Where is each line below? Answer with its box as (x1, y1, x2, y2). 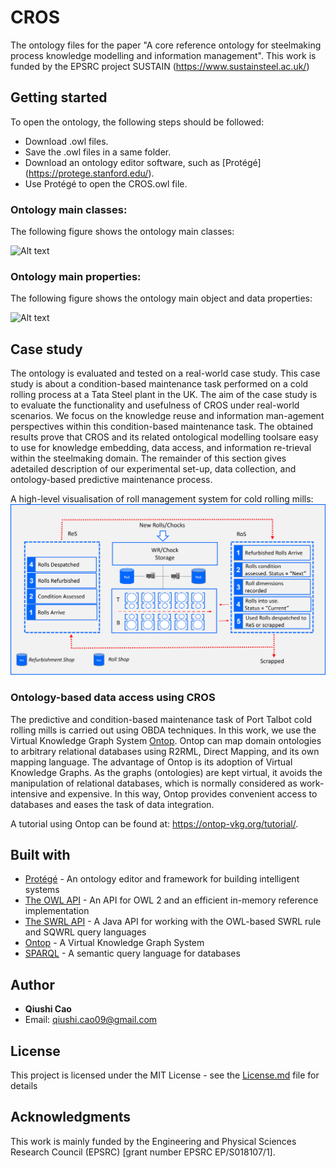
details (10, 1080, 38, 1092)
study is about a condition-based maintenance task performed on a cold (10, 378, 309, 390)
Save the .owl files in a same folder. (24, 146, 172, 158)
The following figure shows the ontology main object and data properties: (10, 292, 313, 305)
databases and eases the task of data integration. (10, 798, 215, 810)
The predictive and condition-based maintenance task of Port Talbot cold (10, 713, 313, 725)
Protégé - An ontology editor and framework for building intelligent (24, 873, 300, 885)
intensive (10, 787, 48, 800)
